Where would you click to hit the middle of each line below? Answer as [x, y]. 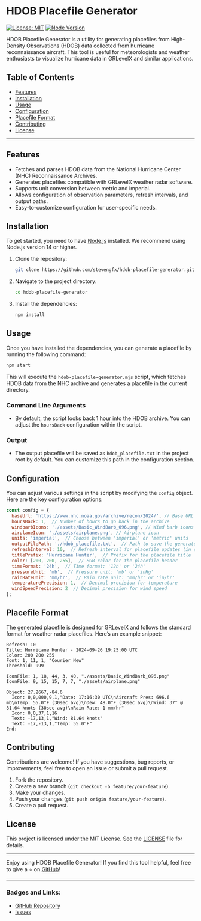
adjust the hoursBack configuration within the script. [78, 424]
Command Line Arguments [46, 405]
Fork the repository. [39, 780]
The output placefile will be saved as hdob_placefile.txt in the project [102, 453]
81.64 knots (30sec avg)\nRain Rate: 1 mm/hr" [65, 708]
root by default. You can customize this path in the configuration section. [104, 460]
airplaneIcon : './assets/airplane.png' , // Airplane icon [86, 533]
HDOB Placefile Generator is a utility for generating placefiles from [88, 39]
